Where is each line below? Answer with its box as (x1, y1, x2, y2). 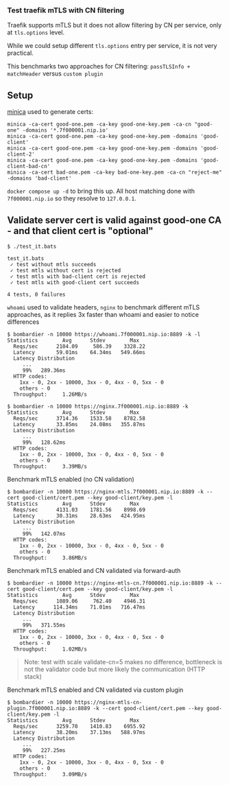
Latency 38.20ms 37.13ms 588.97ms (13, 729, 146, 736)
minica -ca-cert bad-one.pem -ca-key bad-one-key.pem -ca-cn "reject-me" (7, 169, 223, 176)
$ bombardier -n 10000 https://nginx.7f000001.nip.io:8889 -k (7, 403, 189, 410)
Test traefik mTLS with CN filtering (7, 5, 125, 15)
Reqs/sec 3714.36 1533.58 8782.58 (13, 414, 146, 422)
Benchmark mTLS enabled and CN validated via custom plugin (7, 686, 184, 694)
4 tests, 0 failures (7, 291, 67, 298)
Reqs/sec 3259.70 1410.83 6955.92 (13, 723, 146, 729)
